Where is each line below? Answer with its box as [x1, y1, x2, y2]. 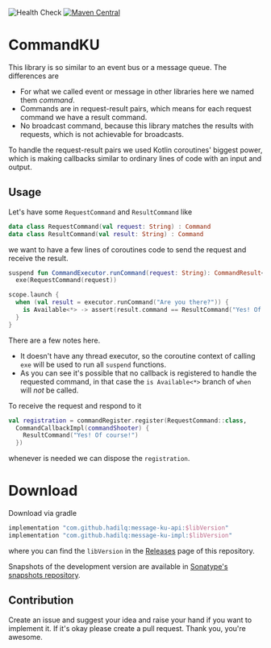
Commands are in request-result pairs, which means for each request [19, 103, 252, 113]
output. [8, 162, 32, 172]
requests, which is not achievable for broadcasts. [19, 129, 184, 139]
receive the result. [8, 253, 69, 263]
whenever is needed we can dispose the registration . [8, 454, 190, 463]
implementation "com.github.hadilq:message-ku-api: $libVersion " [8, 524, 229, 532]
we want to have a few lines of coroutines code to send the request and [8, 244, 247, 254]
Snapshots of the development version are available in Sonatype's [8, 561, 228, 571]
